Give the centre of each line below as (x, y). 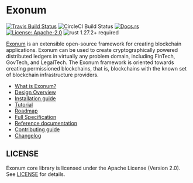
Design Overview (35, 92)
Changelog (28, 135)
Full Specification (35, 117)
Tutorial (24, 104)
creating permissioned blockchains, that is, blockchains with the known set (96, 68)
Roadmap (26, 111)
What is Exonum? (35, 86)
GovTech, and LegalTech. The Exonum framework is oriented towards (90, 62)
